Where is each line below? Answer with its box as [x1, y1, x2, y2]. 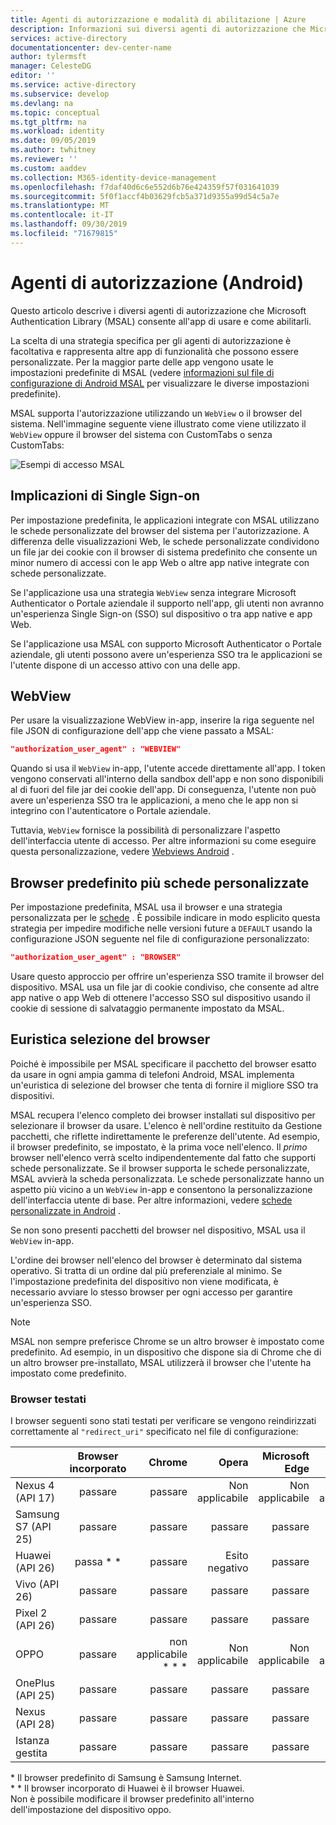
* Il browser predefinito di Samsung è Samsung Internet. [10, 1771, 242, 1783]
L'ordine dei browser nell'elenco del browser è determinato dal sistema [10, 1254, 303, 1266]
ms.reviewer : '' [10, 154, 78, 164]
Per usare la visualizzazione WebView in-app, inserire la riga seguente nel [10, 714, 315, 726]
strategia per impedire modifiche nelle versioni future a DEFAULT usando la [10, 922, 313, 934]
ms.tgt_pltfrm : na [10, 117, 87, 127]
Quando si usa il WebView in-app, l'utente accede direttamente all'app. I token [10, 762, 326, 775]
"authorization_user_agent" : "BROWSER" [10, 952, 182, 962]
